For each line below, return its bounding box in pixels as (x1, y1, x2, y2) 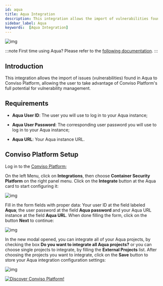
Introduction (5, 62, 44, 71)
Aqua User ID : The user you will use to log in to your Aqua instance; (12, 112, 148, 118)
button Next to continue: (5, 217, 54, 223)
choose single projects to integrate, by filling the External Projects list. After (5, 247, 157, 252)
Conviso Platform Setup (5, 150, 79, 159)
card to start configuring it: (5, 183, 59, 189)
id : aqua (5, 7, 23, 12)
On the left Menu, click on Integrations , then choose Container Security (5, 173, 150, 179)
